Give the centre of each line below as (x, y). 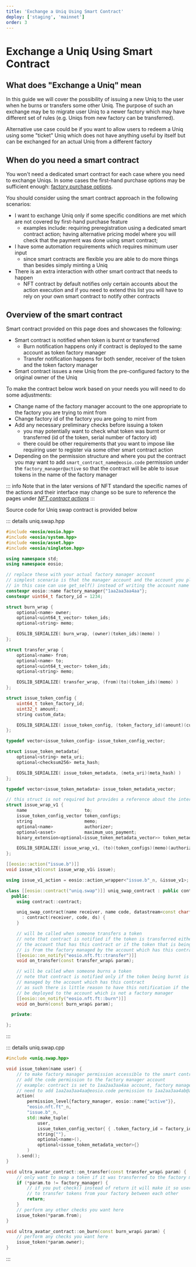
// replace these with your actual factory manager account (81, 575)
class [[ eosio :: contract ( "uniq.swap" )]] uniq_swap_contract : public (92, 891)
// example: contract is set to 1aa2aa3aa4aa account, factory (95, 1085)
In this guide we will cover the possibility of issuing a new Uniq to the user (95, 99)
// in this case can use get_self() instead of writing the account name (98, 586)
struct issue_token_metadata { (43, 752)
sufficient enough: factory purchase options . (60, 187)
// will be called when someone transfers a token (79, 934)
